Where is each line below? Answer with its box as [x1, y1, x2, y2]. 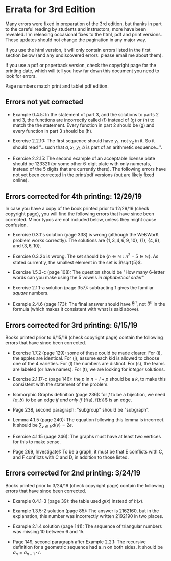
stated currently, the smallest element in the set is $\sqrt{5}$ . [12, 259, 142, 265]
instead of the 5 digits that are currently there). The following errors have [12, 166, 166, 172]
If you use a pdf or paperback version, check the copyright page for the [5, 62, 157, 68]
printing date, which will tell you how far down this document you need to [5, 68, 160, 74]
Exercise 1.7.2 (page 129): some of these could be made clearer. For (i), [12, 350, 162, 356]
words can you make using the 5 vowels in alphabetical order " [12, 274, 144, 280]
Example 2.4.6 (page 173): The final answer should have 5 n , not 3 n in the [12, 299, 165, 307]
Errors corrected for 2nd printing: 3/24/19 [5, 469, 141, 478]
